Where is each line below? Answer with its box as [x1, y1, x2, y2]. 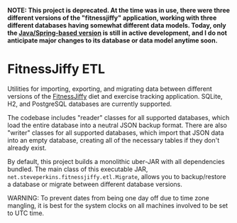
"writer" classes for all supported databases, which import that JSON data [7, 128, 225, 137]
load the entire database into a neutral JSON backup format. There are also [7, 121, 227, 129]
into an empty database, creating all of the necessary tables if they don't [7, 136, 220, 144]
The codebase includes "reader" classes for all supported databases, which [7, 113, 230, 121]
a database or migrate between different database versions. [7, 180, 182, 188]
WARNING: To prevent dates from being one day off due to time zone [7, 193, 209, 202]
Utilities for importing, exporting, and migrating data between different [7, 85, 213, 93]
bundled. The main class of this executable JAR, [7, 165, 148, 173]
